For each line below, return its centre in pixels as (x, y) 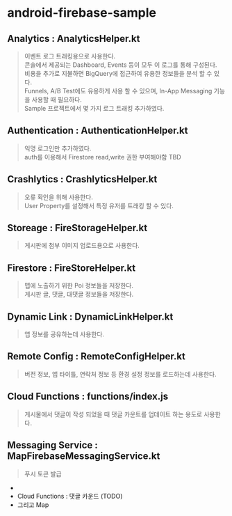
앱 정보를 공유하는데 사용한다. (64, 334)
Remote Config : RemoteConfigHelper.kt (96, 357)
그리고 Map (33, 505)
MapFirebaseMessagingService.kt (84, 456)
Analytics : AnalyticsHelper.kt (74, 39)
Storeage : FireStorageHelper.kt (77, 228)
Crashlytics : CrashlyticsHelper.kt (82, 179)
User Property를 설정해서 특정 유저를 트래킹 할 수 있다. (99, 205)
